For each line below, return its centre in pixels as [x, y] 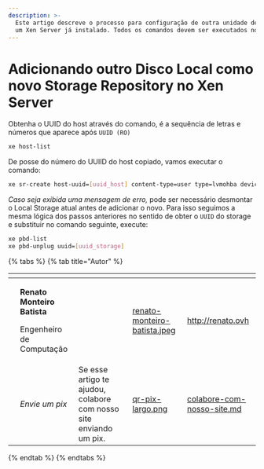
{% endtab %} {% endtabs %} [57, 457]
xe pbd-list [27, 239]
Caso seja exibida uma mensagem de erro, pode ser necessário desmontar [130, 200]
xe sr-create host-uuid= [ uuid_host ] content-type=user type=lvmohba [123, 185]
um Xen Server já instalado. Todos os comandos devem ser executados [131, 30]
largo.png [150, 409]
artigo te [94, 379]
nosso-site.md [214, 409]
